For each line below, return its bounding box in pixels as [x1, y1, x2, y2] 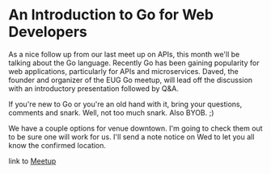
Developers [8, 23, 87, 41]
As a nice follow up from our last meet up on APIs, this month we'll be [8, 49, 240, 59]
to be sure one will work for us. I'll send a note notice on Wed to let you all [8, 131, 255, 142]
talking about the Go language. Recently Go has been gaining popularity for [8, 58, 260, 68]
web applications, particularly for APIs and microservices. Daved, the [8, 66, 239, 76]
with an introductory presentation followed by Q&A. [8, 83, 180, 93]
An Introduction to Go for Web [8, 6, 214, 24]
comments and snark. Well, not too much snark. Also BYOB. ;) [8, 107, 214, 118]
